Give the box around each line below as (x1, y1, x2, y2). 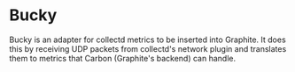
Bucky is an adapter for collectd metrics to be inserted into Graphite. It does (9, 34, 286, 45)
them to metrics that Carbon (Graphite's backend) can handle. (9, 53, 237, 63)
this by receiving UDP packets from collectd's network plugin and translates (9, 43, 287, 54)
